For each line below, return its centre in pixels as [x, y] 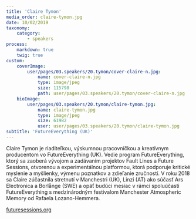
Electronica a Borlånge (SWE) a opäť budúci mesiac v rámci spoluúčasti [93, 186]
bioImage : [29, 99]
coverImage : [31, 66]
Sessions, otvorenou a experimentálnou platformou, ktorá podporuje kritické [98, 167]
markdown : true [35, 50]
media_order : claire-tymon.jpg [44, 17]
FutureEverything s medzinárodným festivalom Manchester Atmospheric [94, 192]
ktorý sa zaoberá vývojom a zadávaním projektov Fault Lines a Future [90, 161]
